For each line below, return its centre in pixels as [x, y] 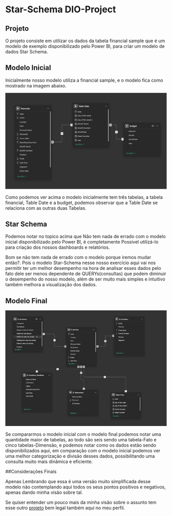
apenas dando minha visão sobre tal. [44, 492]
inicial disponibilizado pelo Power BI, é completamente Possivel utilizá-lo [82, 242]
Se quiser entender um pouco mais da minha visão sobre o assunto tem [81, 503]
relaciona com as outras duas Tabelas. [46, 208]
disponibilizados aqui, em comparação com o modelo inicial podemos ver [83, 451]
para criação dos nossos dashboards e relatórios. [58, 247]
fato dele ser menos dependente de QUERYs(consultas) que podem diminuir [86, 274]
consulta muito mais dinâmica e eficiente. [49, 462]
